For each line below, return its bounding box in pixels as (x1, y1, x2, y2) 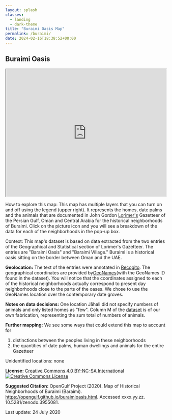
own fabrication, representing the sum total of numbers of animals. (5, 312, 146, 318)
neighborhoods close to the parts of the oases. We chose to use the (5, 286, 148, 292)
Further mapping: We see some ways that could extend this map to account (5, 322, 165, 328)
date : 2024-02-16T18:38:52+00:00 (5, 36, 76, 41)
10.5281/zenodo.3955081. (5, 399, 60, 405)
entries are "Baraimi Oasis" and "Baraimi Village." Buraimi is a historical (5, 249, 154, 255)
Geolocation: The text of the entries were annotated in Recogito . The (5, 264, 151, 270)
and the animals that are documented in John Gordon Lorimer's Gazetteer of (5, 212, 166, 218)
